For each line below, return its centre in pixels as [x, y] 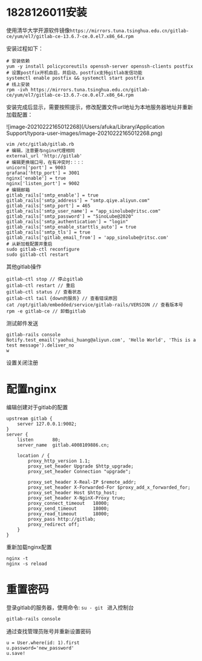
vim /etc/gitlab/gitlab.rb [40, 144]
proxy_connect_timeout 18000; [69, 503]
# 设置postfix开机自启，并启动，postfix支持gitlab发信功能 [74, 73]
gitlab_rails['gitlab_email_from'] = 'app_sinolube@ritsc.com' [88, 237]
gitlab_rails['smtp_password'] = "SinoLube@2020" [70, 216]
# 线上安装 [18, 84]
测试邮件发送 [22, 323]
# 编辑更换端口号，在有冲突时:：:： [45, 162]
